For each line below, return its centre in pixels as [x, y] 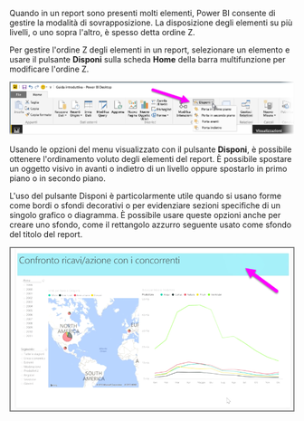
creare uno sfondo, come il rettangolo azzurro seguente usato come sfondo [151, 225]
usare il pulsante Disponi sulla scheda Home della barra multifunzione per [148, 59]
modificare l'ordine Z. [49, 69]
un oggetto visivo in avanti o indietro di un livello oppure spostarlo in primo [148, 169]
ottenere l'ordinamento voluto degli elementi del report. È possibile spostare [151, 159]
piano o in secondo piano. [58, 178]
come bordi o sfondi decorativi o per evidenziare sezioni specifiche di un [145, 206]
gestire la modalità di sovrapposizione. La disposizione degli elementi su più [151, 23]
